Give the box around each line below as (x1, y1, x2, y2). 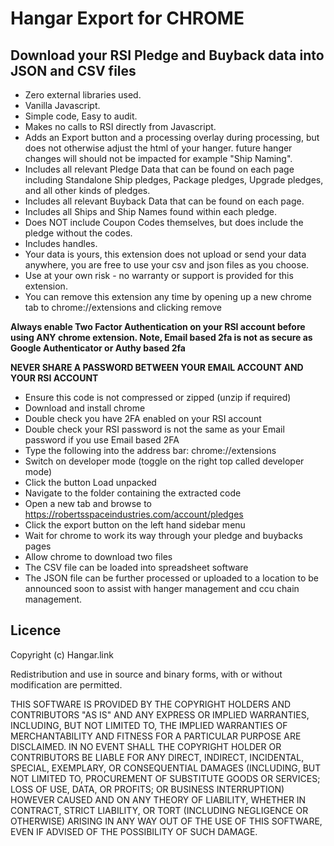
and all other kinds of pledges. (24, 185, 151, 196)
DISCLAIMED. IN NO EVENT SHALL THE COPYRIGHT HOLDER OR (10, 740, 282, 752)
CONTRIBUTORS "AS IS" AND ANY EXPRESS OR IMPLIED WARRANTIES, (10, 708, 310, 721)
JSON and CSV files (10, 62, 137, 79)
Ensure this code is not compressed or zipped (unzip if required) (24, 392, 292, 403)
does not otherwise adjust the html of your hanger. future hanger (24, 142, 293, 154)
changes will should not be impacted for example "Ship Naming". (24, 153, 293, 164)
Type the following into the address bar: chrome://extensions (24, 445, 277, 456)
